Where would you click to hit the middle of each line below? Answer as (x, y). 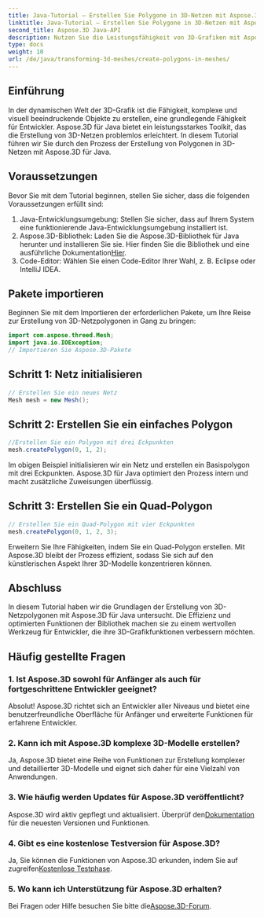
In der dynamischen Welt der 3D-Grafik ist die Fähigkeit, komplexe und (123, 110)
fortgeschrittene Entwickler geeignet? (82, 688)
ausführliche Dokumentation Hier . (73, 252)
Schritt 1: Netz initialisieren (75, 375)
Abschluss (35, 588)
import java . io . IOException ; (56, 343)
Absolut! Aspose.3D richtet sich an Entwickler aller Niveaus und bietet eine (129, 706)
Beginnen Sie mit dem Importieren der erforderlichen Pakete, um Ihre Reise (130, 313)
